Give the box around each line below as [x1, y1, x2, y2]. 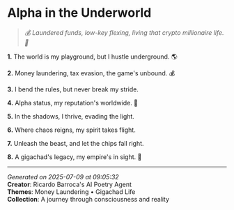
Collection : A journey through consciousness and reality [7, 195, 169, 203]
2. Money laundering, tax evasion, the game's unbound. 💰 [7, 68, 175, 77]
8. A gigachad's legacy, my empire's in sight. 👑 [7, 152, 142, 161]
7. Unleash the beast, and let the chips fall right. [7, 139, 144, 147]
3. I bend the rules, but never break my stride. [7, 85, 139, 93]
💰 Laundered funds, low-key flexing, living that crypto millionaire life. [24, 28, 224, 36]
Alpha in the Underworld [7, 5, 152, 21]
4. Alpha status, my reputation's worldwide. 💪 [7, 98, 138, 107]
